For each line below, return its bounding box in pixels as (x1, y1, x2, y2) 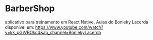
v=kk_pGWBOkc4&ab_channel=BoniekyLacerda (5, 29, 101, 35)
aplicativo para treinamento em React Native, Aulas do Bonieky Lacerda (5, 19, 149, 25)
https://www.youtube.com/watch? (35, 24, 103, 30)
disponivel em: (5, 24, 34, 30)
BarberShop (5, 3, 55, 14)
